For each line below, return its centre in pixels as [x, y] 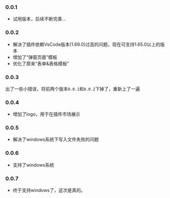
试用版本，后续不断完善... [39, 19]
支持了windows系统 [33, 165]
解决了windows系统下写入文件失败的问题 [56, 140]
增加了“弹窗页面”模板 [35, 57]
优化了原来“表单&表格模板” [41, 63]
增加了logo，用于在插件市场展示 [46, 114]
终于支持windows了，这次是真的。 [49, 190]
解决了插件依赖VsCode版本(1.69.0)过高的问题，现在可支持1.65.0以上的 [87, 44]
